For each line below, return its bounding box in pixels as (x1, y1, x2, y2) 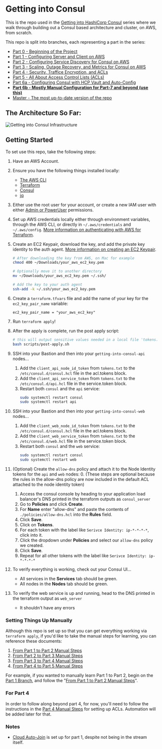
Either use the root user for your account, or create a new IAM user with (12, 202, 157, 207)
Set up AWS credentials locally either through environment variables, (12, 216, 150, 222)
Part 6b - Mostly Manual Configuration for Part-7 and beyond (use (12, 84, 148, 90)
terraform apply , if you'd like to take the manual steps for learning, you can (5, 633, 157, 639)
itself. (12, 739, 24, 745)
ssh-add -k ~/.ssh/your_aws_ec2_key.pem (12, 287, 96, 291)
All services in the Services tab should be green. (19, 576, 118, 582)
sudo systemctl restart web (19, 457, 77, 462)
